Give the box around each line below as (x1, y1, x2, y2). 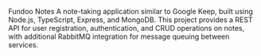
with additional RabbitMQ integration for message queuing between (8, 32, 230, 41)
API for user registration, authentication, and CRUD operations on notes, (8, 24, 245, 32)
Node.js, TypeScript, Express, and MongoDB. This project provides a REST (8, 15, 253, 24)
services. (8, 40, 38, 50)
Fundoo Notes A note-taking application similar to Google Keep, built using (8, 7, 253, 16)
